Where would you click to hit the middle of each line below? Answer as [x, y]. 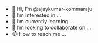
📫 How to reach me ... [39, 34]
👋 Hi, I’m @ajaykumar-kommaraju [52, 9]
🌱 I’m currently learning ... [43, 21]
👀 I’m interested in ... [36, 15]
